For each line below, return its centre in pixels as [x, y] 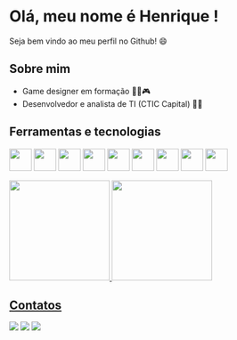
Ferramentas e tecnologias [86, 132]
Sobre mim [40, 69]
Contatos [36, 305]
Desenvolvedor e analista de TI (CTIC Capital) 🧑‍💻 [112, 103]
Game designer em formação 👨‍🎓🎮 [86, 91]
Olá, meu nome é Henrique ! [114, 16]
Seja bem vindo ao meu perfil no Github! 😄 [88, 41]
